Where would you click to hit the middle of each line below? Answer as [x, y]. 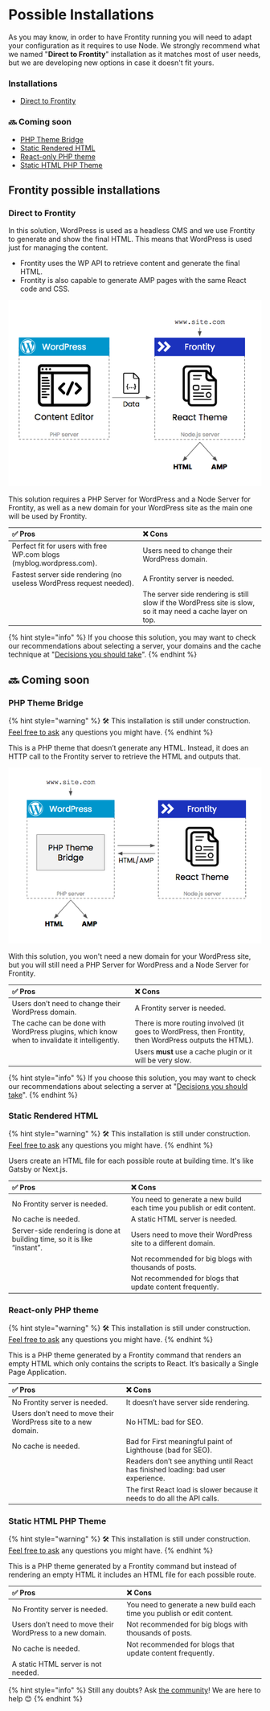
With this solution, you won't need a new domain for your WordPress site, [130, 956]
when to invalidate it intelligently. [66, 1040]
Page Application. [37, 1372]
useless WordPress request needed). [73, 583]
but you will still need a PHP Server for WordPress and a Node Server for [129, 965]
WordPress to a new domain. [59, 1633]
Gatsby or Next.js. [38, 1169]
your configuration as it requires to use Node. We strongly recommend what [134, 45]
